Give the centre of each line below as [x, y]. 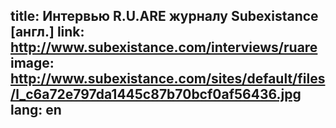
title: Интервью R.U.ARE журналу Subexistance [164, 16]
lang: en [36, 110]
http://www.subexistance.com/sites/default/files [168, 79]
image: [32, 63]
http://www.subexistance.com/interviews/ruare [164, 47]
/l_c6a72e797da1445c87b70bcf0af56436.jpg [156, 94]
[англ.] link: [47, 32]
